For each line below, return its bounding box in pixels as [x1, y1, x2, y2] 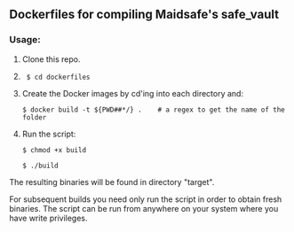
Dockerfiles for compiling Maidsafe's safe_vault [9, 7, 280, 22]
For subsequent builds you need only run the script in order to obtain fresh [9, 194, 282, 205]
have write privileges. [9, 213, 88, 223]
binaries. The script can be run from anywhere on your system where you [9, 203, 279, 213]
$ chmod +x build [21, 145, 87, 154]
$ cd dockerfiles [26, 73, 91, 81]
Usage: [9, 34, 42, 46]
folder [21, 112, 47, 122]
